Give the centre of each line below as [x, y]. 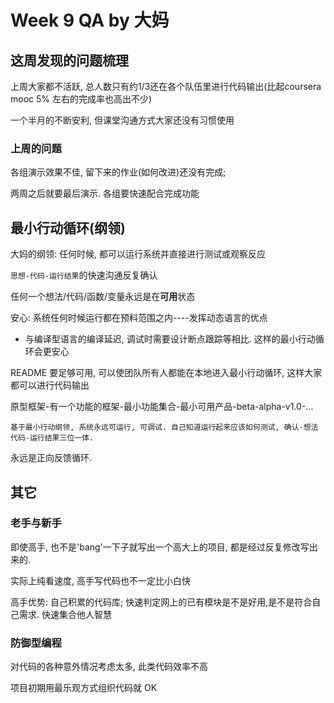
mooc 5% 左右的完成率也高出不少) [81, 99]
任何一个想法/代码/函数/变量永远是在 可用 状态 [103, 297]
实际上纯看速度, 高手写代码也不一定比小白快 [100, 580]
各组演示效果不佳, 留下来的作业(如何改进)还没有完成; [118, 172]
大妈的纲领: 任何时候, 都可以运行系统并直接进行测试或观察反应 [138, 254]
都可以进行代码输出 [50, 385]
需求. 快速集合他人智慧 [65, 614]
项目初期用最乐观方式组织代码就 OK [84, 688]
